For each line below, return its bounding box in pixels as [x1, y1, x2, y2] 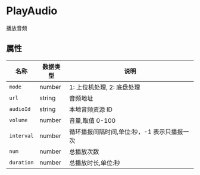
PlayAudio [6, 4, 58, 18]
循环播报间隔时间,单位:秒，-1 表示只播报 [69, 128, 183, 136]
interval [9, 132, 34, 139]
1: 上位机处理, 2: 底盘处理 [69, 83, 140, 91]
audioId [9, 106, 31, 112]
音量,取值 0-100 [69, 116, 116, 125]
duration [9, 159, 34, 166]
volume [9, 117, 28, 123]
